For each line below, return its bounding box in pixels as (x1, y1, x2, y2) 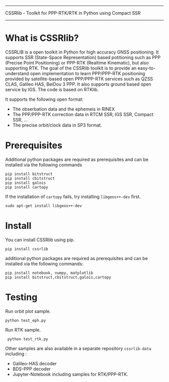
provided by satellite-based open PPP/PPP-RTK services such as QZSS (5, 76, 153, 82)
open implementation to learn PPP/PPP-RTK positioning (30, 70, 145, 76)
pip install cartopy (5, 184, 49, 189)
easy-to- (137, 65, 156, 71)
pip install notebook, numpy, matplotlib (5, 270, 94, 275)
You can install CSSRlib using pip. (5, 236, 75, 242)
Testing (5, 292, 38, 303)
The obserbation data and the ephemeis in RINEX (12, 106, 115, 112)
